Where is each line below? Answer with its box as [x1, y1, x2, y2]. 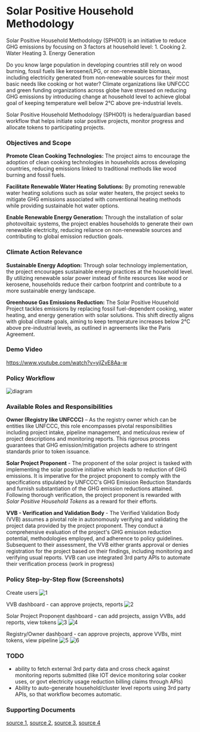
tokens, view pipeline [6, 637, 59, 644]
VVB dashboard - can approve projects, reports [6, 601, 124, 608]
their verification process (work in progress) [6, 561, 115, 568]
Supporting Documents [6, 706, 76, 714]
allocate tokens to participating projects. [6, 123, 106, 131]
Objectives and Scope [6, 138, 72, 147]
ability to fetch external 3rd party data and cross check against [14, 665, 170, 673]
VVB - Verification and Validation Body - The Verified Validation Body [6, 510, 180, 517]
